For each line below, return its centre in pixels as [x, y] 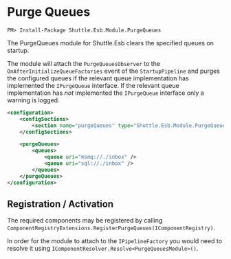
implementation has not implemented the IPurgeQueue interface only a [106, 93]
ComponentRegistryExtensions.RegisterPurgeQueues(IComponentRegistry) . [111, 228]
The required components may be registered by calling [85, 221]
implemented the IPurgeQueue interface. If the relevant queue [93, 85]
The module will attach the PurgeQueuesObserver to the [84, 63]
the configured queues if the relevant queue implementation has [98, 78]
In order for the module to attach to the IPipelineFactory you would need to [114, 241]
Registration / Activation [60, 204]
